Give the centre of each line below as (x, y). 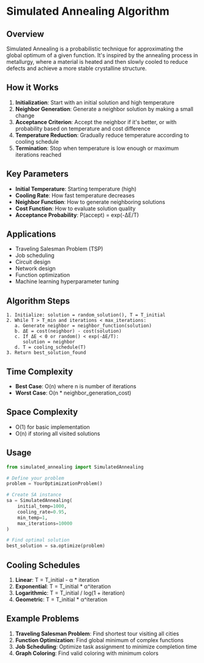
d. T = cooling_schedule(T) (50, 347)
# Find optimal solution (38, 540)
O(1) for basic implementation (52, 427)
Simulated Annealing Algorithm (88, 11)
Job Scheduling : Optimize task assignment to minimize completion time (106, 646)
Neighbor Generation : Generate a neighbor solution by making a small (104, 109)
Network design (36, 269)
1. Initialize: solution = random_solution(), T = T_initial (86, 315)
